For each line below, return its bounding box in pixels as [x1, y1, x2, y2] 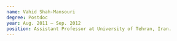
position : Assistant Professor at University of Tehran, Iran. [6, 25, 172, 32]
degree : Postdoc [6, 14, 48, 20]
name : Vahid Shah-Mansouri [6, 8, 76, 15]
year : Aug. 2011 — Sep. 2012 [6, 20, 81, 26]
